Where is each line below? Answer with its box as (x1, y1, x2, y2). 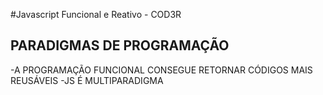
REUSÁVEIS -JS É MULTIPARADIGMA (10, 74, 164, 86)
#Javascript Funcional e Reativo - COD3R (10, 9, 182, 20)
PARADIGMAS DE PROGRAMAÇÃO (10, 37, 230, 54)
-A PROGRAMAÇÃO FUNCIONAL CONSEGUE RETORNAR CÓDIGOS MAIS (10, 64, 313, 76)
